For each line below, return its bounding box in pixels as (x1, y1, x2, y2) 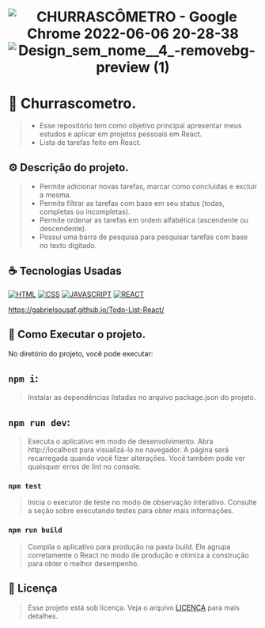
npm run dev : (8, 416, 71, 429)
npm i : (8, 371, 39, 385)
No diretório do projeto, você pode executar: (8, 348, 153, 358)
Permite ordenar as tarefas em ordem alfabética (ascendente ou (39, 215, 249, 225)
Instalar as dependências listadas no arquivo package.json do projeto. (27, 393, 256, 402)
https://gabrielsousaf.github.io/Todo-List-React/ (8, 305, 165, 314)
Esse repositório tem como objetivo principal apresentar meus (39, 121, 243, 131)
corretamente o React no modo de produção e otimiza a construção (27, 550, 249, 560)
